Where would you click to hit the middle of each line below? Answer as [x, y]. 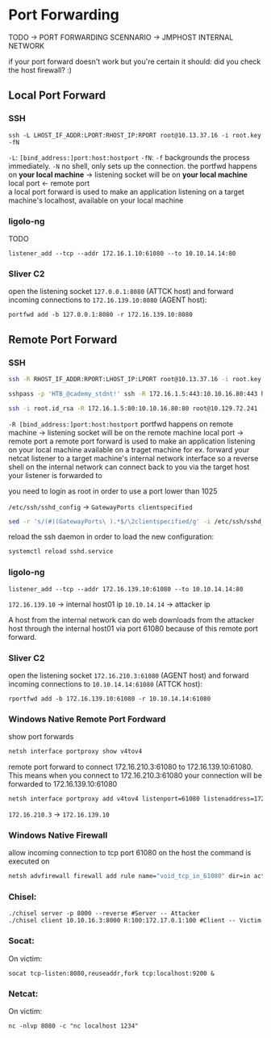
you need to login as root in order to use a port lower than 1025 [113, 491]
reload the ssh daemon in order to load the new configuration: [111, 537]
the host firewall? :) [40, 69]
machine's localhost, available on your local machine [96, 200]
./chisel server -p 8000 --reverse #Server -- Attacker [104, 914]
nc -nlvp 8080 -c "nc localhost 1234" [73, 1026]
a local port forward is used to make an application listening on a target [126, 191]
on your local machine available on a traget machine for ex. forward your [129, 449]
